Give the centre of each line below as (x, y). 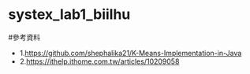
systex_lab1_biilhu (69, 15)
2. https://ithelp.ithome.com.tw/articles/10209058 (99, 61)
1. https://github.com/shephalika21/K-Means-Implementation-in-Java (131, 53)
